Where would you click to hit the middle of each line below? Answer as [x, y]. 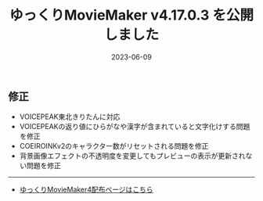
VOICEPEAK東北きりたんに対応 [70, 117]
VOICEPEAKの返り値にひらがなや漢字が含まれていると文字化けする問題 [135, 127]
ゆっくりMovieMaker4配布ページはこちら [86, 190]
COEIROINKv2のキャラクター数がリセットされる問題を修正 [114, 146]
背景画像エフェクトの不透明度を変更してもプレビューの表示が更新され [132, 156]
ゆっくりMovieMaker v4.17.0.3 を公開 [131, 15]
